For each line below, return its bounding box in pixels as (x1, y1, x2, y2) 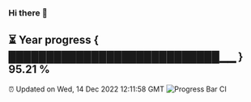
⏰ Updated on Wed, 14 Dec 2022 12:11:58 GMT (8, 84, 164, 94)
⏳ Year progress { (8, 33, 100, 47)
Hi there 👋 (8, 7, 49, 19)
